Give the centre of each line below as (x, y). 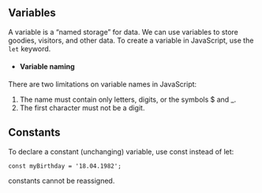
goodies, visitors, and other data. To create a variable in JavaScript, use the (131, 40)
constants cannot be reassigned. (62, 180)
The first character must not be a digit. (82, 108)
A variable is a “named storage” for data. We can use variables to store (124, 32)
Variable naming (47, 67)
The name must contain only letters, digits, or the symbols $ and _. (128, 100)
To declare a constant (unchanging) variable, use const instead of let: (121, 151)
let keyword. (30, 48)
